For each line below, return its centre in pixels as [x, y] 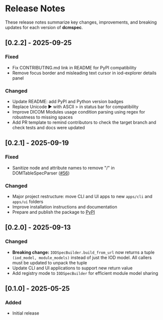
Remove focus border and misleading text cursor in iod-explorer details [84, 73]
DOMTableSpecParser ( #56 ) [41, 173]
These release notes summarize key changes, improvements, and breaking [81, 22]
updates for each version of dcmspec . [44, 27]
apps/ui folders [27, 202]
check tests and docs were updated [48, 127]
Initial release [26, 313]
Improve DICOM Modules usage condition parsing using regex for [79, 112]
